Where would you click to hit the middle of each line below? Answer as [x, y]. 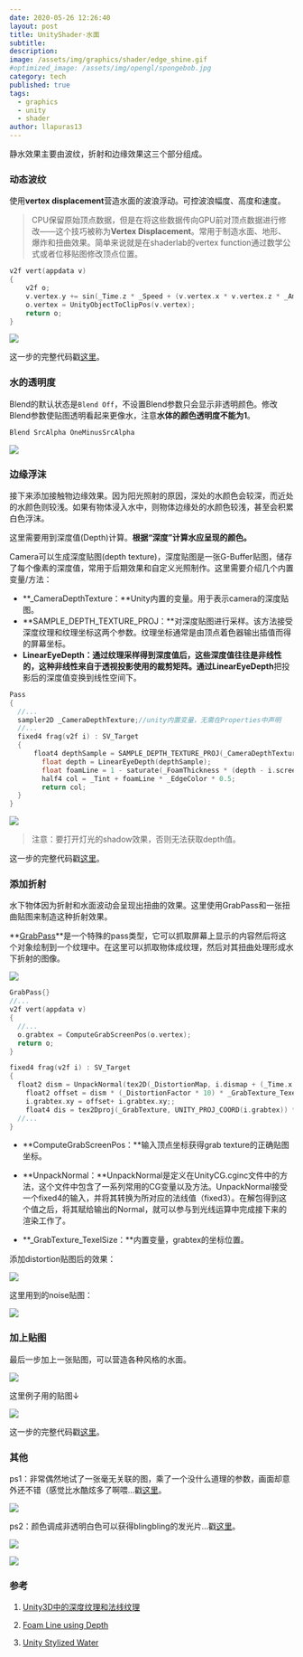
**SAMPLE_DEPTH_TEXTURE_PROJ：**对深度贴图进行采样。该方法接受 [157, 621]
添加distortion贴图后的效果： [63, 1259]
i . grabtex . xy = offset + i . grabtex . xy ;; [101, 1101]
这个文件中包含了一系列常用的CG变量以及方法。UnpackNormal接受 [163, 1187]
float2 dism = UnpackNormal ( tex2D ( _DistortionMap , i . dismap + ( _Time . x [155, 1085]
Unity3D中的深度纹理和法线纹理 [81, 1607]
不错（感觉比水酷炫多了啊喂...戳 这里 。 [96, 1490]
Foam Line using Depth [65, 1625]
